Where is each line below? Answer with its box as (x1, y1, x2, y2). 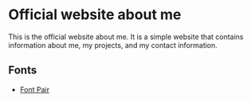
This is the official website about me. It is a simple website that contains (8, 32, 245, 41)
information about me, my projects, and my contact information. (8, 40, 218, 49)
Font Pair (19, 84, 50, 94)
